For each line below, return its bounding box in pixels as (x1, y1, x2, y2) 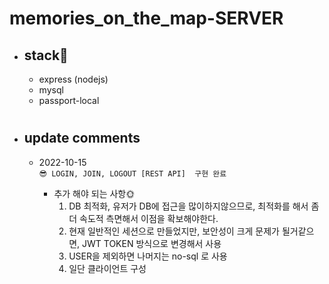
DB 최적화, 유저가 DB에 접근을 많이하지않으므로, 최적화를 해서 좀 (68, 200, 320, 212)
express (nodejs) (38, 73, 109, 85)
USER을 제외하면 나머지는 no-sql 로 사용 (68, 250, 228, 262)
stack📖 (23, 47, 69, 64)
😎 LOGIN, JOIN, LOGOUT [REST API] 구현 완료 (38, 168, 227, 179)
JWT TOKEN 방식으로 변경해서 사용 (82, 237, 222, 249)
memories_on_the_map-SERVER (9, 7, 284, 30)
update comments (23, 130, 141, 147)
